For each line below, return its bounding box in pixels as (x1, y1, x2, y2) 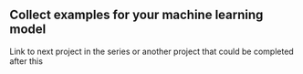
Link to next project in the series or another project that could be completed (9, 46, 294, 57)
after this (9, 55, 44, 67)
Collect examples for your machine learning (9, 7, 264, 23)
